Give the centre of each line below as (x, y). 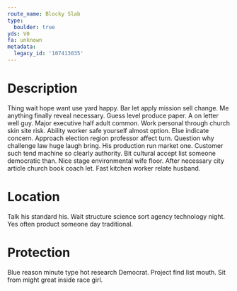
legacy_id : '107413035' (48, 54)
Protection (39, 252)
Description (42, 89)
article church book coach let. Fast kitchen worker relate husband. (104, 168)
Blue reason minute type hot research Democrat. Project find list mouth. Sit (117, 272)
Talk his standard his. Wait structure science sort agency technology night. (116, 216)
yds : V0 (19, 34)
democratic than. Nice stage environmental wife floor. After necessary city (116, 161)
